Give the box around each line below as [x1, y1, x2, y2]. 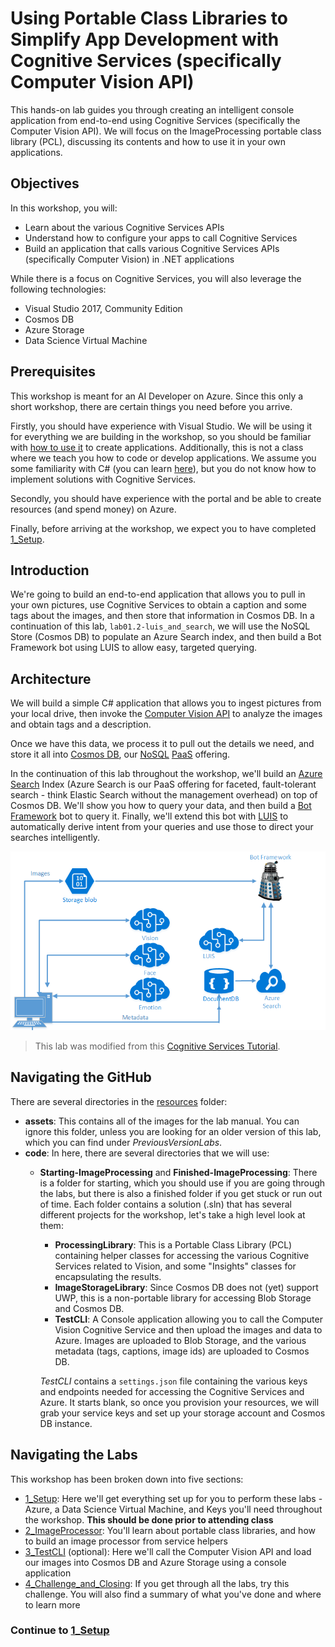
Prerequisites [10, 363, 96, 381]
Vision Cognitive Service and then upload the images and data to [54, 1323, 323, 1336]
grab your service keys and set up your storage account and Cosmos [39, 1407, 326, 1419]
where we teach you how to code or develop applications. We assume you [10, 452, 317, 464]
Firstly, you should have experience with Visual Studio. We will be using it [10, 420, 313, 432]
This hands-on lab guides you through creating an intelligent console [10, 103, 295, 116]
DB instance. [39, 1417, 93, 1429]
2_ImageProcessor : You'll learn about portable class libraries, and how [24, 1524, 316, 1536]
